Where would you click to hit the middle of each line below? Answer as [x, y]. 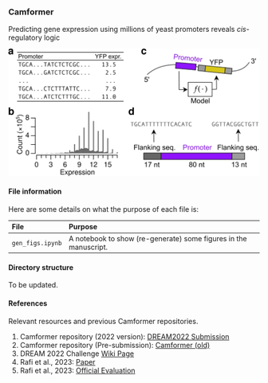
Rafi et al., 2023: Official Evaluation [77, 370]
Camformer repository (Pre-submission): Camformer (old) [115, 345]
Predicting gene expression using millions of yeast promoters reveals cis [127, 29]
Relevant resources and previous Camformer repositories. [103, 321]
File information [35, 191]
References [28, 303]
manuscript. [89, 247]
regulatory [25, 37]
